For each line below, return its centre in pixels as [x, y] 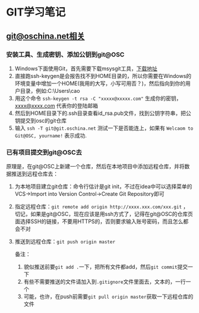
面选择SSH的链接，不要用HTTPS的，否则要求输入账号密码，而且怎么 [99, 221]
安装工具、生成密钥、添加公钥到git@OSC [65, 54]
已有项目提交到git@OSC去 [44, 152]
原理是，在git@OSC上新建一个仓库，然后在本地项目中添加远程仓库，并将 [95, 167]
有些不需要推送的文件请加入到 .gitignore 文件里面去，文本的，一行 [105, 282]
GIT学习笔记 [36, 12]
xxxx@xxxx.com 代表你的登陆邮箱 [56, 105]
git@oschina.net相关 [45, 36]
